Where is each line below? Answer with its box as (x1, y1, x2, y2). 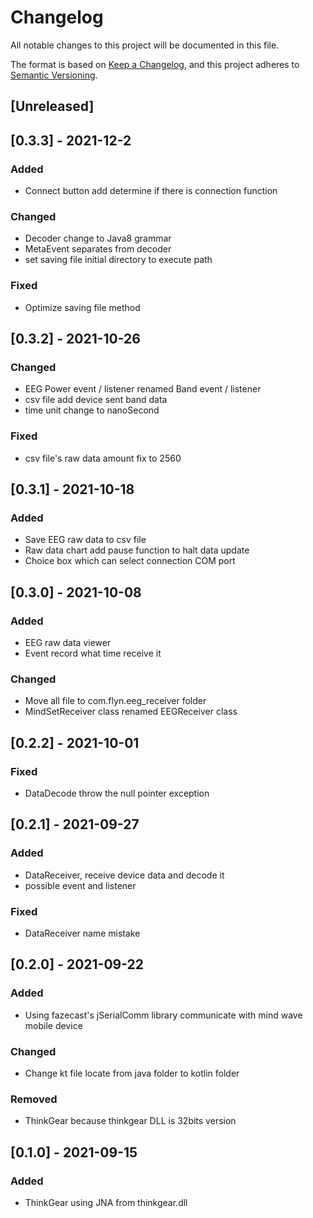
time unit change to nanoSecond (24, 404, 160, 416)
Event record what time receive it (24, 647, 162, 659)
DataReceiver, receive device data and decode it (24, 869, 225, 881)
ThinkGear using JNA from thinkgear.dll (24, 1196, 188, 1208)
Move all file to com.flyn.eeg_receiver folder (24, 695, 207, 707)
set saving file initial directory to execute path (24, 254, 213, 266)
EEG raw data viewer (24, 636, 112, 648)
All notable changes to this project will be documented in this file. (10, 39, 280, 51)
